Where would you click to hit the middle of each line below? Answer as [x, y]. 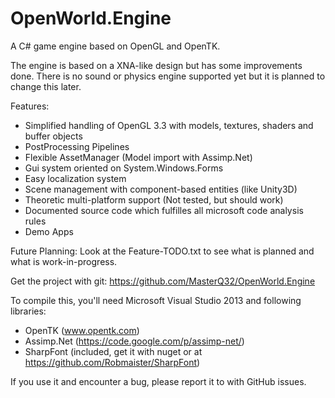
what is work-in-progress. [64, 261]
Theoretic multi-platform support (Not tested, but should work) [154, 199]
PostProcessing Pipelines [77, 146]
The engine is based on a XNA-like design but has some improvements [156, 65]
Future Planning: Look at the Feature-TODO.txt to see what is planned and [162, 251]
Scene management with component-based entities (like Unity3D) [161, 189]
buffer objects [53, 136]
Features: [30, 106]
